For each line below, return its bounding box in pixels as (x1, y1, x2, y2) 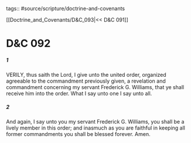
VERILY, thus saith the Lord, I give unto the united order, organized (6, 71, 167, 79)
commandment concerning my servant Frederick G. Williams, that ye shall (6, 84, 185, 91)
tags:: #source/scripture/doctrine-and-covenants (6, 5, 125, 12)
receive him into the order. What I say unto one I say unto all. (6, 90, 152, 97)
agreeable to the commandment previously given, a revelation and (6, 77, 166, 84)
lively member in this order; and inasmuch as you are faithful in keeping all (6, 124, 186, 131)
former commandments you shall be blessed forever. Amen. (6, 131, 151, 138)
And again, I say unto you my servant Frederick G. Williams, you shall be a (6, 118, 185, 125)
